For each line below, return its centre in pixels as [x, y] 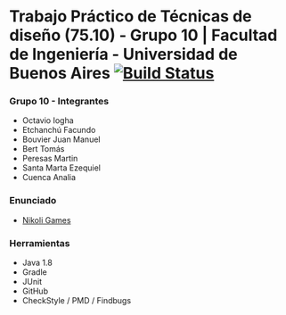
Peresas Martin [50, 159]
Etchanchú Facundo [59, 130]
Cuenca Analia [49, 178]
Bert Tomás [43, 149]
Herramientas [40, 243]
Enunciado [33, 201]
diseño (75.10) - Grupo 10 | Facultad [143, 35]
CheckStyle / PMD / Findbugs [77, 301]
